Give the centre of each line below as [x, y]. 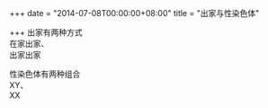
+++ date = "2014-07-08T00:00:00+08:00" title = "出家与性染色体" [134, 13]
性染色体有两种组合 [45, 74]
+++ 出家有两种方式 [46, 32]
